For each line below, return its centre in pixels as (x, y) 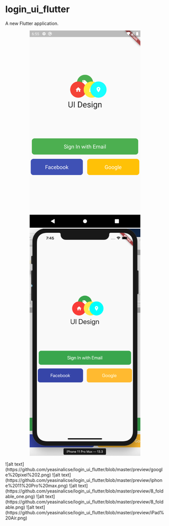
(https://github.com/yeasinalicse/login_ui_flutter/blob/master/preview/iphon (84, 480)
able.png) (15, 507)
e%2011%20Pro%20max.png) (37, 486)
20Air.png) (16, 518)
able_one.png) (20, 497)
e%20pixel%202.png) (28, 475)
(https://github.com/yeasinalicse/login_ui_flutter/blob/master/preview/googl (84, 470)
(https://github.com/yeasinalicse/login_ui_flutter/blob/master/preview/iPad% (85, 513)
